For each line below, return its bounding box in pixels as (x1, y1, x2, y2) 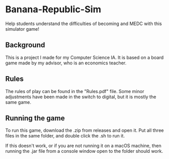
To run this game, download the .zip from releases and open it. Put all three (5, 127, 164, 133)
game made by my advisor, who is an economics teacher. (5, 60, 127, 66)
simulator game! (5, 26, 39, 32)
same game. (5, 99, 32, 105)
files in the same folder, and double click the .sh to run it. (5, 133, 125, 139)
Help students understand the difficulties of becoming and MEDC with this (5, 20, 162, 27)
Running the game (5, 113, 65, 122)
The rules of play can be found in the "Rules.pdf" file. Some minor (5, 88, 144, 94)
